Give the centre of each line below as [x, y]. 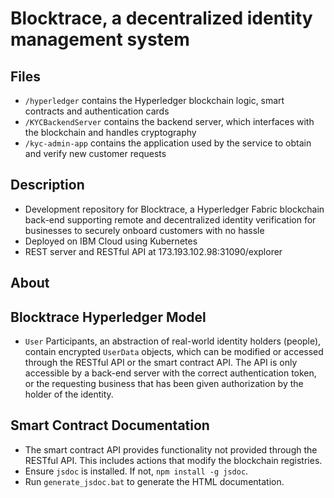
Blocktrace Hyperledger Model [108, 317]
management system [100, 39]
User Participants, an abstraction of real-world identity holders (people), [173, 341]
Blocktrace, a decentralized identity [161, 18]
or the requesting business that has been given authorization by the [164, 384]
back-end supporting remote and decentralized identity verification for [170, 219]
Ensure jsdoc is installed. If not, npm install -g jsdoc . [136, 471]
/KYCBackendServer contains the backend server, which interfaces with [169, 121]
